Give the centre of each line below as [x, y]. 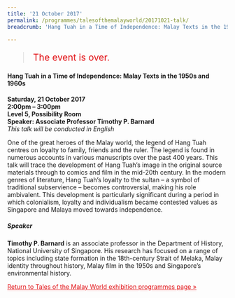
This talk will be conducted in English [61, 129]
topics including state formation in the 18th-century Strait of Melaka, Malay [115, 258]
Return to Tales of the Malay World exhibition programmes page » [102, 286]
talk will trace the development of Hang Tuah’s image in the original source [115, 165]
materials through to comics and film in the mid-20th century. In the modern [116, 172]
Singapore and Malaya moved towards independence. [85, 209]
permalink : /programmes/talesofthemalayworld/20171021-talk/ [98, 20]
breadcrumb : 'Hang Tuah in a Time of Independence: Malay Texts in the [114, 27]
